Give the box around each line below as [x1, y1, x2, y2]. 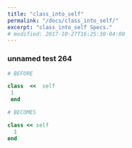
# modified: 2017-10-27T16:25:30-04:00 [7, 30, 126, 38]
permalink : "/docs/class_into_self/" [7, 17, 119, 24]
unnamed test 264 [7, 54, 72, 64]
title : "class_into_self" [7, 10, 84, 18]
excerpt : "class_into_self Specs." [7, 23, 113, 31]
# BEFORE [7, 70, 33, 77]
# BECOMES [7, 109, 37, 116]
